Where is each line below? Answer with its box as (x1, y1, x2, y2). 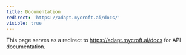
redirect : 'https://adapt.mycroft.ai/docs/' (6, 15, 121, 21)
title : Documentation (6, 8, 61, 15)
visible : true (6, 20, 42, 26)
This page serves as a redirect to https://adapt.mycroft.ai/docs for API (6, 37, 181, 44)
